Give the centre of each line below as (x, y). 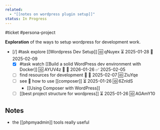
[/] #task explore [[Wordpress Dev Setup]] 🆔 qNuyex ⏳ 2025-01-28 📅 (82, 52)
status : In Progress (26, 19)
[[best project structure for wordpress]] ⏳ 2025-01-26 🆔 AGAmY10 (87, 93)
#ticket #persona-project (30, 33)
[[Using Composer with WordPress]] (63, 88)
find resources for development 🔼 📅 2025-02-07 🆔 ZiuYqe (79, 75)
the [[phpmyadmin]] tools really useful (51, 122)
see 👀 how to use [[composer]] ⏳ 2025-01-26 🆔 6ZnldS (76, 81)
